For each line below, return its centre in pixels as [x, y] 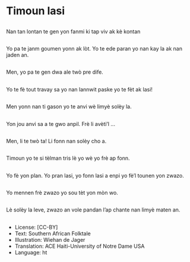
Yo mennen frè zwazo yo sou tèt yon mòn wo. [62, 193]
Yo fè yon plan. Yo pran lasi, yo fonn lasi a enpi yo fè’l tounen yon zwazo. [95, 175]
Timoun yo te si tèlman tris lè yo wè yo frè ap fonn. [68, 158]
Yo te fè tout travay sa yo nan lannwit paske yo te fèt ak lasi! [80, 89]
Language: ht [31, 252]
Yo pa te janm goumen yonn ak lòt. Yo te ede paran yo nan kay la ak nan [94, 48]
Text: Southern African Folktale [53, 233]
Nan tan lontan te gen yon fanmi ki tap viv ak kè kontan [73, 31]
